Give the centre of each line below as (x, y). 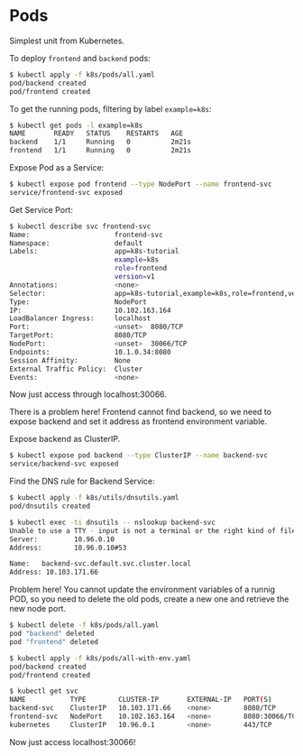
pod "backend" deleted (52, 634)
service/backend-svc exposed (64, 464)
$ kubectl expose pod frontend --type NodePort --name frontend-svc (141, 184)
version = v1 (134, 277)
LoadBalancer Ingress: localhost (80, 318)
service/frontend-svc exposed (66, 192)
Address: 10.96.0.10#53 (68, 548)
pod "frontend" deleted (54, 641)
